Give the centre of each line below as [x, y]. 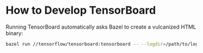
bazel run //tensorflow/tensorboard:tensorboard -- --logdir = [86, 44]
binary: [15, 33]
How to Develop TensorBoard [81, 10]
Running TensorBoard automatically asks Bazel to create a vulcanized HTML [101, 27]
